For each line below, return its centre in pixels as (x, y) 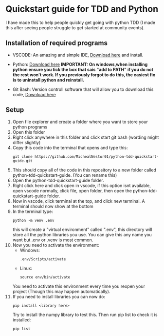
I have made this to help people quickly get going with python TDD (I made (80, 22)
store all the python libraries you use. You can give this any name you (82, 234)
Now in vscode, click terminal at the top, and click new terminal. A (79, 201)
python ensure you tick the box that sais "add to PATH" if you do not (83, 69)
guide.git (23, 161)
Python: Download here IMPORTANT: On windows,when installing (80, 64)
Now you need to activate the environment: (56, 245)
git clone (23, 157)
